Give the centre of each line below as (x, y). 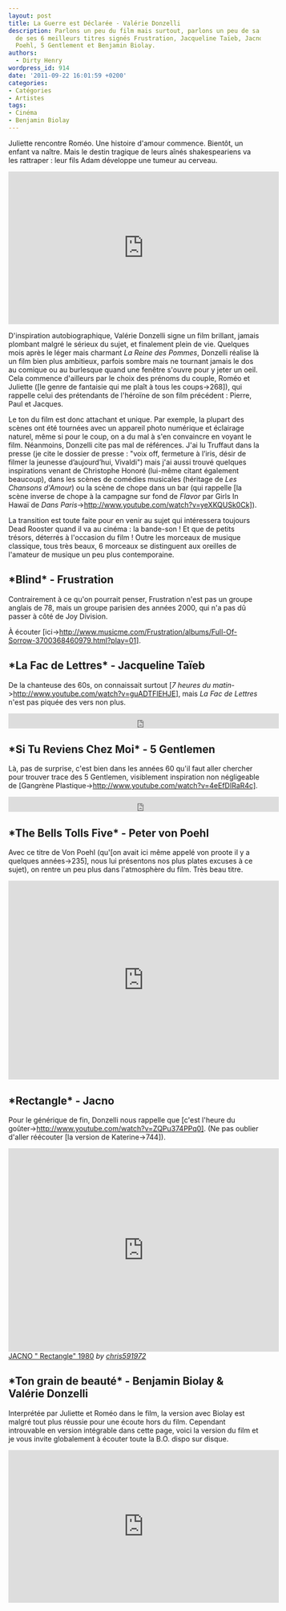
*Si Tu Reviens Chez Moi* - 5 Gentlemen (112, 749)
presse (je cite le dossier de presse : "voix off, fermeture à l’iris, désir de (127, 453)
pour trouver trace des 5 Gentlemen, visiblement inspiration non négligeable (134, 777)
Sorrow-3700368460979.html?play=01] (74, 640)
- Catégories (30, 90)
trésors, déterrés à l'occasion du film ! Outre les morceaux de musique (125, 537)
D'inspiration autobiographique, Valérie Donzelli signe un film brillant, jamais (134, 335)
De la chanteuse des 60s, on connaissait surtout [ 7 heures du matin (120, 685)
